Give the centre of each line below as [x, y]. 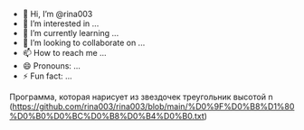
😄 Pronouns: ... [52, 66]
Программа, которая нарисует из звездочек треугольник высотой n [141, 97]
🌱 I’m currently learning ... [71, 33]
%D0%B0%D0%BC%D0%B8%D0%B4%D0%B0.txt [107, 116]
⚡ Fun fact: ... [47, 76]
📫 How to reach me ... [64, 53]
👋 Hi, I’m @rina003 [57, 14]
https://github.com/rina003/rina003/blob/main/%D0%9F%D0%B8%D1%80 [153, 107]
